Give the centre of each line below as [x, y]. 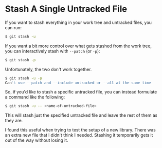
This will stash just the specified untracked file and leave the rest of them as [81, 115]
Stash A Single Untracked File [66, 9]
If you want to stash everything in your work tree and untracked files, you [79, 22]
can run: [13, 27]
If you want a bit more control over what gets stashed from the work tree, [78, 46]
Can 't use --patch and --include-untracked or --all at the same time [78, 83]
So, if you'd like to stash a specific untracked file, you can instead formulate [81, 92]
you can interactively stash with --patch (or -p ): [53, 51]
